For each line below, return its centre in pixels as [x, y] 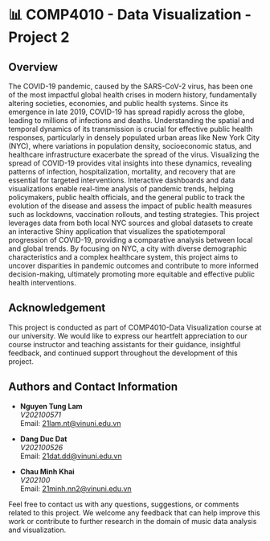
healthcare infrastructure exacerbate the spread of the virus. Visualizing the [134, 154]
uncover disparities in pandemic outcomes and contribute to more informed [133, 266]
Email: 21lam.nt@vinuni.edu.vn [70, 423]
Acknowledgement [57, 308]
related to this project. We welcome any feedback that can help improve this [134, 512]
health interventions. [42, 283]
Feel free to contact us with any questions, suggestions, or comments [124, 504]
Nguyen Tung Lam [51, 406]
